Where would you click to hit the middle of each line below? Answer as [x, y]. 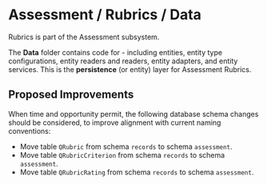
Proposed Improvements [71, 95]
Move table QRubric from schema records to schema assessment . [126, 147]
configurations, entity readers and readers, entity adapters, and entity [123, 61]
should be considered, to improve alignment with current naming [115, 123]
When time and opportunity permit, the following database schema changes [133, 114]
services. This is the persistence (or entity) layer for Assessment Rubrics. [130, 69]
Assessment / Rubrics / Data [105, 15]
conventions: [30, 131]
